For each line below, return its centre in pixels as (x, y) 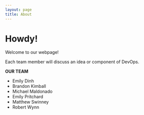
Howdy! (21, 39)
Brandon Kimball (29, 86)
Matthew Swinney (31, 102)
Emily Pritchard (28, 97)
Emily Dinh (23, 81)
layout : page (18, 10)
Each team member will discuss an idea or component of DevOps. (72, 62)
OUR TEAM (17, 72)
